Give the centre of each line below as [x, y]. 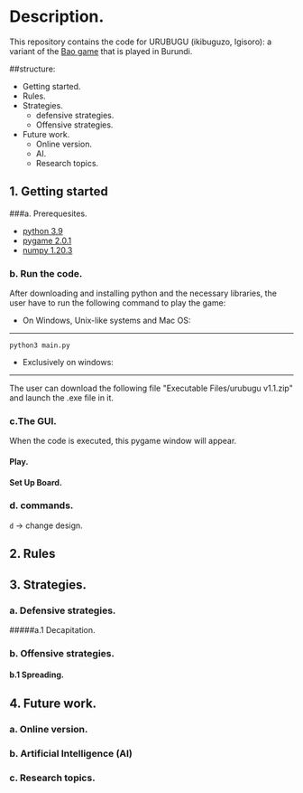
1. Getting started [59, 192]
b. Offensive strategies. [62, 653]
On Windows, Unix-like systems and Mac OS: [106, 321]
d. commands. [41, 505]
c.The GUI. [33, 420]
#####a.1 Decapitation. [53, 629]
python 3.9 [42, 231]
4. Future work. [53, 703]
